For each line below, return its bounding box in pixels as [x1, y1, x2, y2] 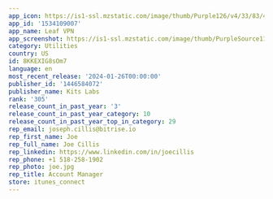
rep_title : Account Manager [8, 171, 104, 179]
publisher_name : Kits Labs [8, 87, 100, 96]
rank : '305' [8, 95, 49, 103]
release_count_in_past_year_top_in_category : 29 [8, 118, 176, 126]
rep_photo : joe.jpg [8, 163, 75, 171]
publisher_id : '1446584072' [8, 80, 104, 88]
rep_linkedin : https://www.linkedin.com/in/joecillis [8, 148, 195, 156]
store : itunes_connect [8, 178, 85, 187]
